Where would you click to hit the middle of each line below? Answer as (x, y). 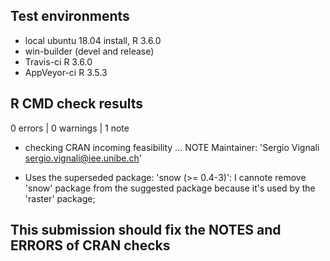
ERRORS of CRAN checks (90, 245)
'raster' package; (60, 198)
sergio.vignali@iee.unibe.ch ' (83, 158)
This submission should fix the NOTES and (146, 230)
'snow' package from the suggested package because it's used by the (170, 188)
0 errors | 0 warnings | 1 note (70, 128)
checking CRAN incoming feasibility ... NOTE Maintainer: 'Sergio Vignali (172, 147)
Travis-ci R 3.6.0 (58, 61)
